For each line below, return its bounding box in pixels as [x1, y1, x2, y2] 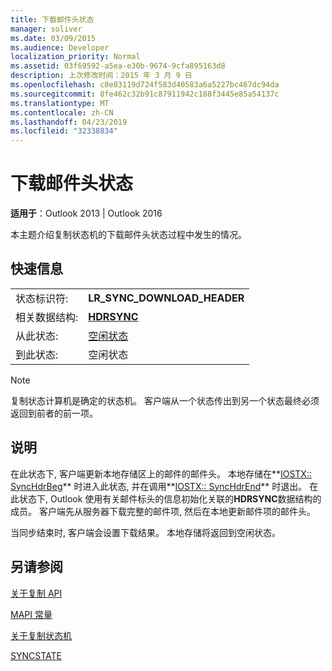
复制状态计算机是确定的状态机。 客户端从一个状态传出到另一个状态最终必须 [10, 394, 320, 406]
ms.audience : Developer [10, 42, 110, 53]
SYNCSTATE [10, 649, 62, 661]
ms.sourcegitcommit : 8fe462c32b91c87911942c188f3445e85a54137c [10, 89, 280, 99]
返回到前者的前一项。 [10, 407, 98, 419]
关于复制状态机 [10, 629, 72, 641]
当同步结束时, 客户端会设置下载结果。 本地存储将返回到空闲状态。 [10, 526, 281, 538]
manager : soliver [10, 24, 83, 34]
